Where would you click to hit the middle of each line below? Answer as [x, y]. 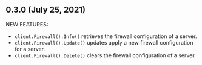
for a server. [30, 49]
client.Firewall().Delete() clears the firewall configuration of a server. [105, 55]
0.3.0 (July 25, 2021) [46, 10]
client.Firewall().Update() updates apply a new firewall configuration [104, 42]
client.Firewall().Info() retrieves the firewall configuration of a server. [106, 36]
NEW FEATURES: [27, 24]
